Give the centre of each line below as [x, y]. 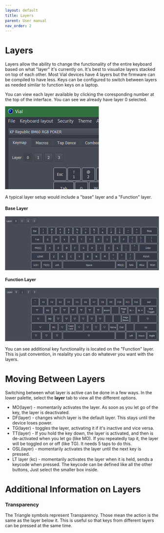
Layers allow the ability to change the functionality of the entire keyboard [79, 64]
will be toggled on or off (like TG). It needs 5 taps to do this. [72, 444]
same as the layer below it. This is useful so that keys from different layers [80, 520]
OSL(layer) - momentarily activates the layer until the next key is [77, 449]
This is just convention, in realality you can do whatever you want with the [79, 354]
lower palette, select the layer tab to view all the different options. [71, 398]
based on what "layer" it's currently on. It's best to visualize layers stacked [80, 69]
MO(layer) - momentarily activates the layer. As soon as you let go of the [85, 407]
